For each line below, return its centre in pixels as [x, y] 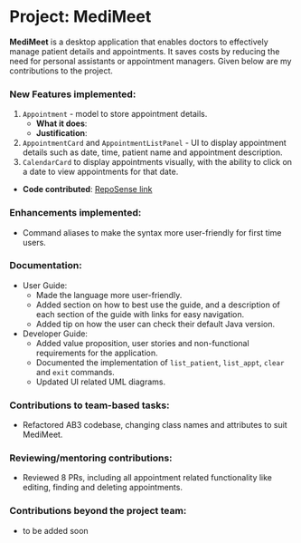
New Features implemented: [73, 94]
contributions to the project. [61, 71]
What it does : [61, 123]
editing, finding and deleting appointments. [103, 488]
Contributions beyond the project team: [98, 511]
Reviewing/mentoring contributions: [91, 458]
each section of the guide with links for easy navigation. [140, 314]
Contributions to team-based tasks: [89, 405]
